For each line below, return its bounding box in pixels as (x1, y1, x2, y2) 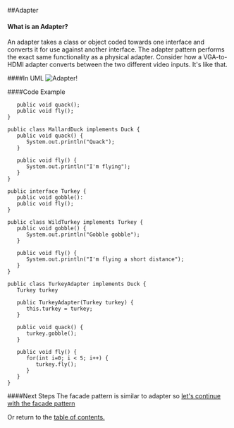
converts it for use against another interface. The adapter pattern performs (7, 45, 225, 54)
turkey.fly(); (35, 361, 78, 368)
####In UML (7, 74, 44, 83)
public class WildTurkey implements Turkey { (7, 219, 143, 226)
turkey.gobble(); (25, 330, 78, 338)
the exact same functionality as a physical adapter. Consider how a (7, 53, 202, 61)
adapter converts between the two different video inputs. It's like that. (25, 60, 228, 69)
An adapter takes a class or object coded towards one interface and (7, 38, 204, 47)
